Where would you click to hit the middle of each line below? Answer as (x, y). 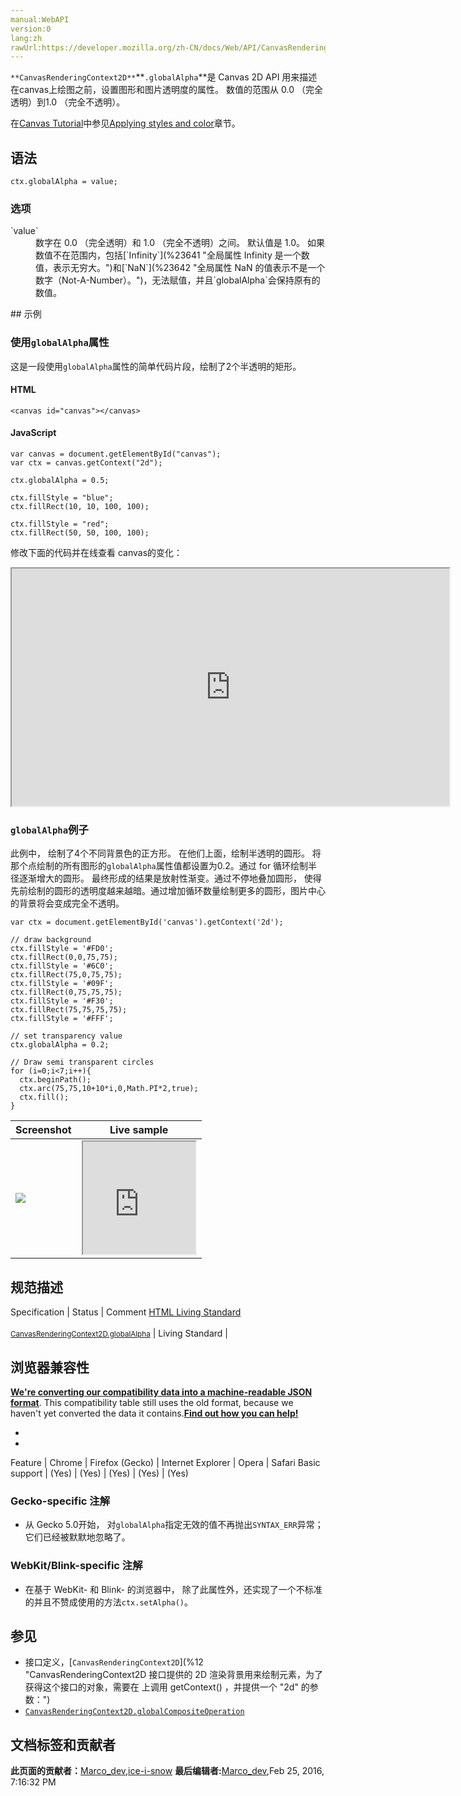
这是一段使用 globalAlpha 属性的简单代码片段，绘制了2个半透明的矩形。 (156, 366)
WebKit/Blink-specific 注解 (76, 1566)
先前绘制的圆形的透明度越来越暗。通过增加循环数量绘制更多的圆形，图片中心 (168, 891)
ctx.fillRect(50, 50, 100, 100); (80, 533)
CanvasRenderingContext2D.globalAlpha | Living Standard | (119, 1333)
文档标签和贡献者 (63, 1744)
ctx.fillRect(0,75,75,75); (66, 992)
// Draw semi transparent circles (82, 1062)
